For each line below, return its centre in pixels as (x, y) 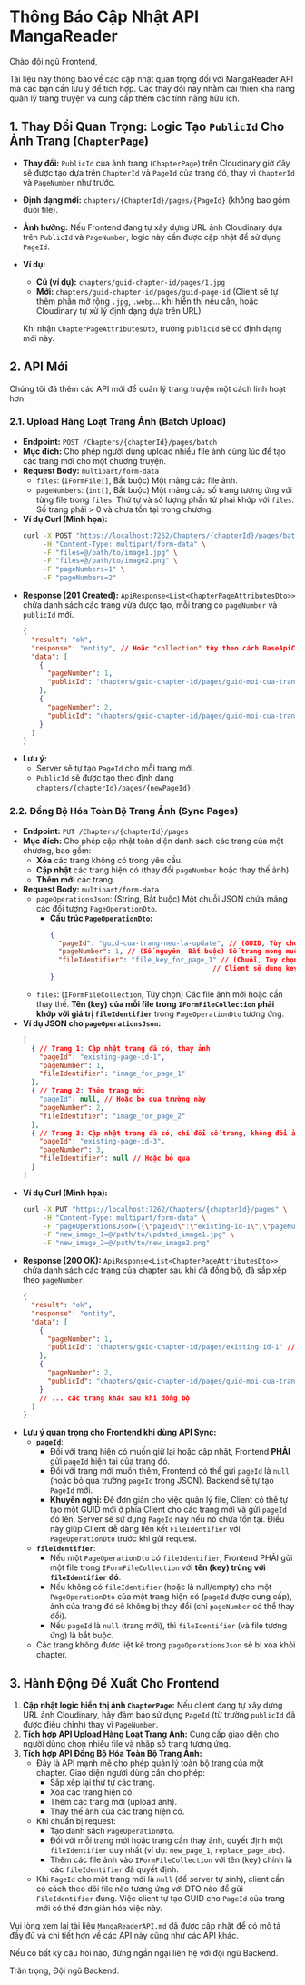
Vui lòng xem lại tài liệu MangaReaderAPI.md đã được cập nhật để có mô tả (145, 1926)
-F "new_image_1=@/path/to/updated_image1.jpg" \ (139, 1234)
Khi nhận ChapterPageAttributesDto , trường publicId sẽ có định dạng (152, 328)
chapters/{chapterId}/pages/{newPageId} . (114, 788)
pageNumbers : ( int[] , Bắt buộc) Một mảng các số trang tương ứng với (164, 489)
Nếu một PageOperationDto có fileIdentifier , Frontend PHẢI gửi (171, 1558)
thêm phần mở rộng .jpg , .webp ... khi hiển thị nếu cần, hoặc (147, 301)
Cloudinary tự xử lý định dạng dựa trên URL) (118, 310)
